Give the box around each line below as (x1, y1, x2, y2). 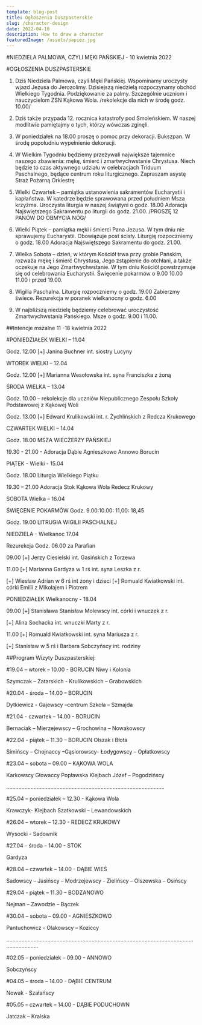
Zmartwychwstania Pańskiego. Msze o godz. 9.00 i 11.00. (14, 313, 158, 320)
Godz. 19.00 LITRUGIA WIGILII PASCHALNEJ (6, 519, 118, 526)
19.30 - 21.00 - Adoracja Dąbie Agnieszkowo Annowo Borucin (6, 448, 160, 455)
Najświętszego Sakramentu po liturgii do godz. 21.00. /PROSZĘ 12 (14, 208, 178, 215)
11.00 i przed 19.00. (14, 276, 63, 284)
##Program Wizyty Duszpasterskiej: (6, 654, 96, 661)
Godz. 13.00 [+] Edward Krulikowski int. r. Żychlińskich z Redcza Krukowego (6, 413, 196, 420)
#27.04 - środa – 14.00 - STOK (6, 842, 82, 849)
